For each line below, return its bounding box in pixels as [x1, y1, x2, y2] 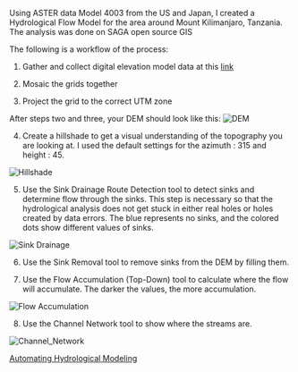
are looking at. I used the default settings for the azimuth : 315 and [21, 140, 267, 150]
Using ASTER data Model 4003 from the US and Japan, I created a [9, 8, 255, 18]
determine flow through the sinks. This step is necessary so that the [21, 194, 273, 204]
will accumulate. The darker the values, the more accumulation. [21, 283, 257, 294]
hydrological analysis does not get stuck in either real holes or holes [21, 203, 274, 214]
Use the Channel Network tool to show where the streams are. [21, 318, 252, 329]
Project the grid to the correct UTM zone [21, 96, 173, 106]
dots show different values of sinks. [21, 223, 154, 232]
